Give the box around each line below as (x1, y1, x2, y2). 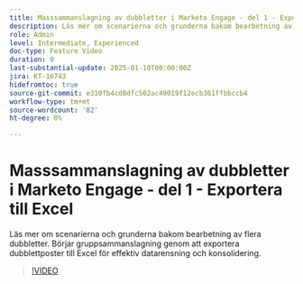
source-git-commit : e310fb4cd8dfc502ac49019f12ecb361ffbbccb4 (9, 88, 248, 97)
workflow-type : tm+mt (9, 96, 91, 106)
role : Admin (9, 30, 54, 39)
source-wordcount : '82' (9, 105, 99, 115)
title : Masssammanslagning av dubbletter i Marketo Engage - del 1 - (9, 13, 277, 23)
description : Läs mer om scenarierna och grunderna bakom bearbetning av (9, 22, 293, 31)
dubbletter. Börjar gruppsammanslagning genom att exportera (9, 238, 240, 249)
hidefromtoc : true (9, 80, 78, 89)
